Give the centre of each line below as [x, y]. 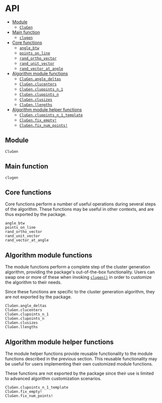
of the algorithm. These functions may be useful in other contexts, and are [80, 209]
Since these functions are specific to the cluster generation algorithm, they [80, 292]
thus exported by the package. [36, 215]
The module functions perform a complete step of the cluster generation [78, 267]
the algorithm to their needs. [34, 283]
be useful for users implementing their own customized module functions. [79, 364]
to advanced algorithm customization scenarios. [53, 378]
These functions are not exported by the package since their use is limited [80, 373]
